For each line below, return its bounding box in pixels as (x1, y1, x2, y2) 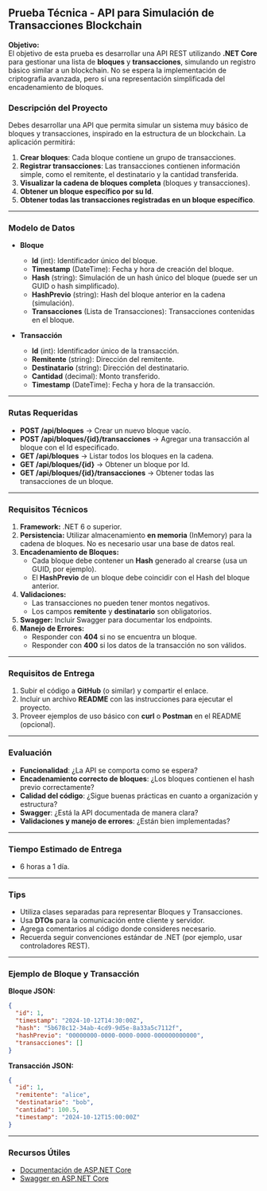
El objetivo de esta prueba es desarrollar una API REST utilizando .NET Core (8, 48, 257, 58)
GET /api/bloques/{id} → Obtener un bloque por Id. (19, 459, 190, 469)
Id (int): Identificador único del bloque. (31, 256, 157, 265)
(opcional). (19, 720, 56, 729)
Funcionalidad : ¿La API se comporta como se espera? (19, 765, 199, 775)
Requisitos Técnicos (8, 504, 89, 515)
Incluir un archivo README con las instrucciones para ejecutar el (19, 694, 233, 704)
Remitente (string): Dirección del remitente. (31, 355, 175, 364)
